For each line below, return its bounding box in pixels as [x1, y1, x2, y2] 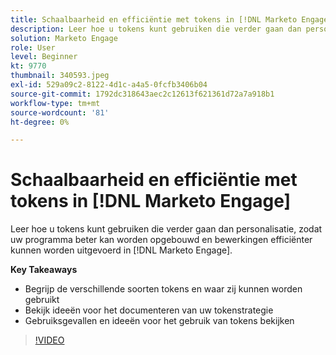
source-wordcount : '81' [10, 107, 110, 118]
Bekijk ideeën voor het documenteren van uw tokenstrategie [24, 304, 274, 316]
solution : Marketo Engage [10, 33, 118, 43]
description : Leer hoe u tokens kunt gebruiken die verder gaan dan [10, 24, 302, 34]
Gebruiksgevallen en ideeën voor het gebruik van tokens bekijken [24, 315, 295, 327]
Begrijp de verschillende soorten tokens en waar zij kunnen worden [24, 283, 303, 295]
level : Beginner [10, 52, 78, 62]
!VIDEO [34, 334, 65, 346]
